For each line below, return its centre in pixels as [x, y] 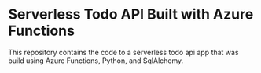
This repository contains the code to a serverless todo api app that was [123, 52]
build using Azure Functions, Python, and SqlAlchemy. [96, 61]
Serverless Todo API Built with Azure [131, 14]
